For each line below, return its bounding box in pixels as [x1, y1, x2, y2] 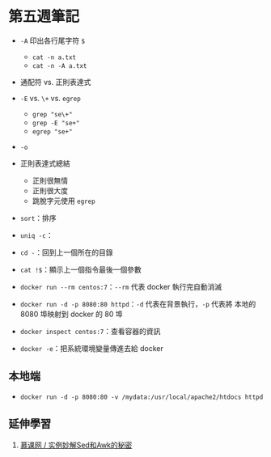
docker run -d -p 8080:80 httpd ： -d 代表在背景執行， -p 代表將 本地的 [19, 298, 256, 308]
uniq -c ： [19, 230, 53, 239]
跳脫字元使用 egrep [32, 196, 95, 205]
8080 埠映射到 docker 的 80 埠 [19, 309, 123, 319]
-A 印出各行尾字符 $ [19, 36, 86, 45]
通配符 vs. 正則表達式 [19, 77, 91, 87]
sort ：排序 [19, 213, 57, 222]
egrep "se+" [32, 127, 73, 136]
